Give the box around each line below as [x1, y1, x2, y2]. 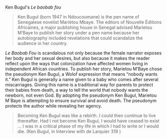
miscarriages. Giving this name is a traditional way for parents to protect [5, 82, 154, 88]
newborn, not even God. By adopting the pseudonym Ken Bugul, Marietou [5, 92, 157, 98]
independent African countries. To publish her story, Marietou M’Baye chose [5, 66, 162, 72]
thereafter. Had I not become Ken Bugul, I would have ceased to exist [17, 118, 160, 124]
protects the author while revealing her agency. [5, 103, 102, 109]
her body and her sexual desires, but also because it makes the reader [5, 55, 150, 61]
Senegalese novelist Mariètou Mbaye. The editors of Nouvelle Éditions [17, 19, 162, 25]
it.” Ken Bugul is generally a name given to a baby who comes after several [5, 77, 159, 82]
